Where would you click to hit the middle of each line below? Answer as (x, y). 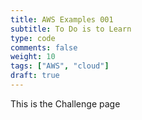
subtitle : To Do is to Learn (71, 29)
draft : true (35, 76)
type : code (33, 38)
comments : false (44, 47)
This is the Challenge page (65, 103)
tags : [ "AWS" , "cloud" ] (60, 66)
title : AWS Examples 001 (62, 19)
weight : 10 (33, 57)
